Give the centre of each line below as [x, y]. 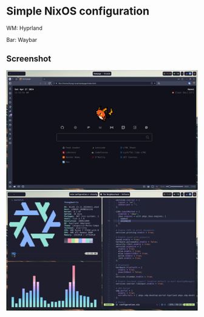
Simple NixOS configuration [78, 11]
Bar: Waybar [22, 39]
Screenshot [29, 59]
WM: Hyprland [24, 28]
